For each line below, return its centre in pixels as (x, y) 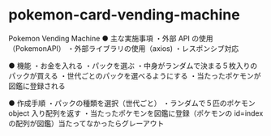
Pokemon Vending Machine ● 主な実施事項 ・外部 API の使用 (111, 38)
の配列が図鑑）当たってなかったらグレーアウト (86, 123)
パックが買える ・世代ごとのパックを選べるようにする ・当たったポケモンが (135, 75)
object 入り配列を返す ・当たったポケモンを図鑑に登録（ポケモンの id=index (136, 113)
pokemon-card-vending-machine (125, 15)
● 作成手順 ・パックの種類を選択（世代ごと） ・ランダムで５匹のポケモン (132, 103)
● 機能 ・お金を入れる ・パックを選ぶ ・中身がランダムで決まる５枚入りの (133, 66)
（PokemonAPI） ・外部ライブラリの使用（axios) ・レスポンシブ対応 (124, 48)
